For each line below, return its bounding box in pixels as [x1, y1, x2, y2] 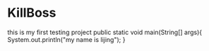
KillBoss [7, 5, 56, 21]
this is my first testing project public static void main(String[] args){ [7, 28, 203, 36]
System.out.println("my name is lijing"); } [7, 35, 126, 43]
